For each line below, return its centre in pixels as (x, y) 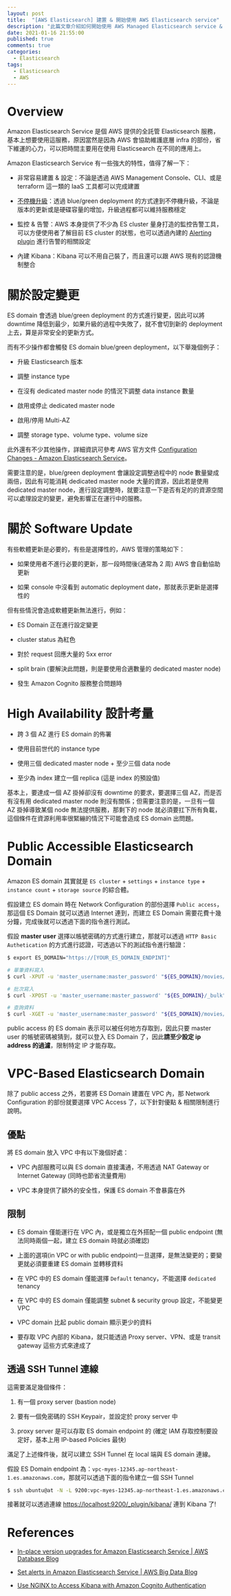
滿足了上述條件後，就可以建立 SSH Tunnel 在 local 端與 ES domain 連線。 (111, 1454)
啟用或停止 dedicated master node (66, 406)
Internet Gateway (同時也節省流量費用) (71, 1175)
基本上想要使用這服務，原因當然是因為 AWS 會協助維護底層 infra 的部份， (111, 140)
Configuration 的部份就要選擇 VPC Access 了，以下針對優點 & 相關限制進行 (113, 1102)
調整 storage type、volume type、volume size (82, 435)
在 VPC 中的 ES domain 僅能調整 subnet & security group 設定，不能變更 (120, 1300)
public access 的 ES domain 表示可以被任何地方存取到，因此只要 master (109, 1028)
